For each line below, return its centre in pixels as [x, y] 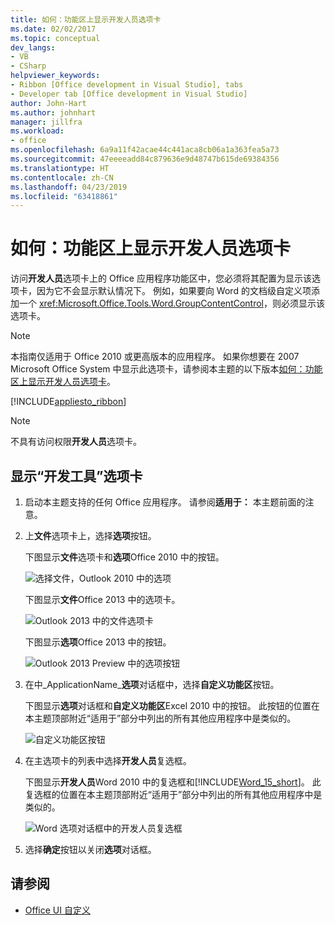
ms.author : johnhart [53, 112]
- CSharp [28, 66]
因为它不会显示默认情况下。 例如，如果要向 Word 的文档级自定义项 [174, 291]
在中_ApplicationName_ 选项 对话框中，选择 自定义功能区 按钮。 [152, 684]
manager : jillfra [46, 122]
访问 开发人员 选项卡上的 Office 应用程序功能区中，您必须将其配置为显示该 [161, 278]
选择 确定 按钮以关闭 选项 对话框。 [90, 849]
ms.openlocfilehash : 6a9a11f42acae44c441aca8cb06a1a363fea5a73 [145, 150]
